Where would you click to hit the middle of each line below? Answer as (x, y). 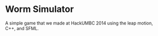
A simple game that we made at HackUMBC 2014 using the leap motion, (79, 23)
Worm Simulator (39, 9)
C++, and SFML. (22, 28)
